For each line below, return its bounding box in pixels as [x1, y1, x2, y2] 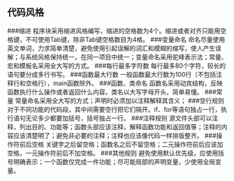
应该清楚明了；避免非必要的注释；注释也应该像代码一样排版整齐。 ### [13, 131, 217, 140]
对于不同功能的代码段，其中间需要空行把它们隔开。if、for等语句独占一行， [7, 105, 221, 113]
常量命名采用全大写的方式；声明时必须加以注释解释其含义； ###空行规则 [15, 96, 225, 105]
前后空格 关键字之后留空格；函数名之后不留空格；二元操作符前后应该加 [19, 140, 224, 148]
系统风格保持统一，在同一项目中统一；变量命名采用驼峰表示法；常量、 [25, 52, 228, 61]
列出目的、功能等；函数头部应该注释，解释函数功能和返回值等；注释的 [19, 122, 221, 131]
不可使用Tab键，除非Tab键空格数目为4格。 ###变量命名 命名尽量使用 [25, 35, 226, 43]
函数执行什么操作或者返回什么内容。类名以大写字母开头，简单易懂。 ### [7, 87, 217, 96]
